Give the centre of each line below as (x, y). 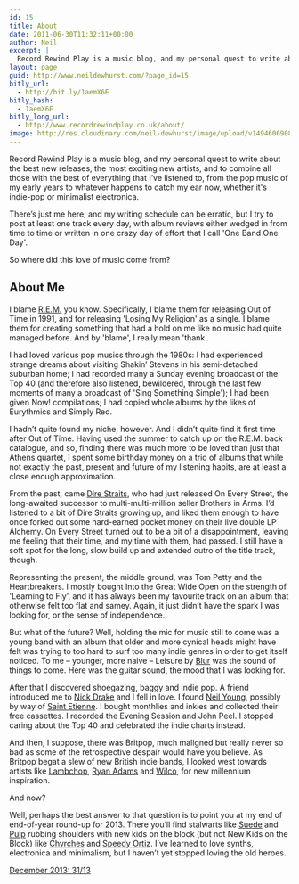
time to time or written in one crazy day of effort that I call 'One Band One (144, 233)
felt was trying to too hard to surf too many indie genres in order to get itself (148, 651)
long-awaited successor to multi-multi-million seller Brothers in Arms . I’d (142, 503)
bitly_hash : (31, 100)
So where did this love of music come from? (90, 259)
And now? (28, 798)
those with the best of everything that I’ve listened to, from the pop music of (149, 177)
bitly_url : (29, 84)
